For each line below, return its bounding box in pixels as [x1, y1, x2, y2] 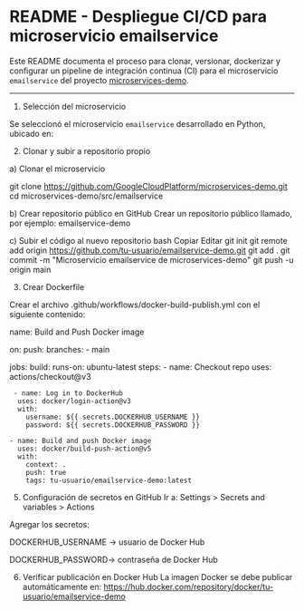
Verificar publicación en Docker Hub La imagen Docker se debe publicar [22, 571, 293, 582]
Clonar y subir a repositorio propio [22, 145, 151, 156]
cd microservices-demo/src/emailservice [9, 190, 164, 201]
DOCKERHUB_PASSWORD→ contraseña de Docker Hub [9, 554, 219, 565]
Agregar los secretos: [9, 518, 90, 529]
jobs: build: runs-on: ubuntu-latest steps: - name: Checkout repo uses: [9, 361, 272, 373]
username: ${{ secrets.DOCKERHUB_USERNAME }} [25, 412, 201, 421]
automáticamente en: [22, 581, 102, 592]
